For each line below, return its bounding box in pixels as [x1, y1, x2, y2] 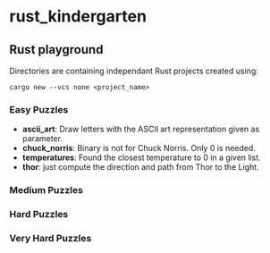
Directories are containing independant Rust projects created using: [9, 65, 259, 76]
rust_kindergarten [9, 6, 148, 27]
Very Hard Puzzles [9, 232, 92, 245]
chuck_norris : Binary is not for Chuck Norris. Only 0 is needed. [21, 143, 257, 154]
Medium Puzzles [9, 184, 83, 197]
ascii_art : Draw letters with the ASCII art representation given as [21, 123, 260, 135]
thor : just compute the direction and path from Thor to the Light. [21, 162, 259, 173]
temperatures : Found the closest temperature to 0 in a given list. [21, 152, 261, 163]
